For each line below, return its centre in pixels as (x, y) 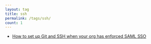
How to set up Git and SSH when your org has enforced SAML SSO (79, 36)
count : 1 (14, 23)
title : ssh (16, 14)
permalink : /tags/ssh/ (28, 18)
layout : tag (17, 9)
